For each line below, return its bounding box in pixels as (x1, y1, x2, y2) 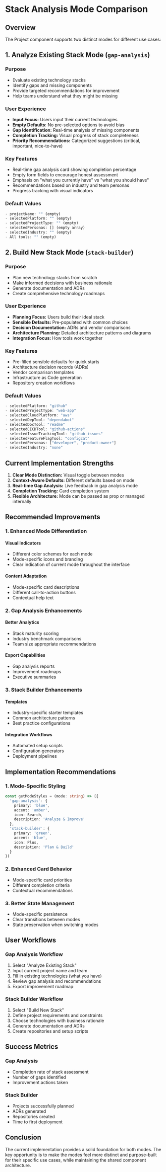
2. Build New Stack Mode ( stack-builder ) (5, 248, 134, 257)
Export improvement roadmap (12, 983, 73, 989)
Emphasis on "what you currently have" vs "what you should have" (12, 177, 150, 183)
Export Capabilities (5, 652, 46, 658)
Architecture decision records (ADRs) (12, 364, 89, 370)
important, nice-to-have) (12, 143, 63, 149)
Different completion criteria (12, 882, 70, 888)
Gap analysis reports (12, 663, 55, 669)
